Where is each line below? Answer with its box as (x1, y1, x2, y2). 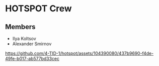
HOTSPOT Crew (5, 3, 72, 14)
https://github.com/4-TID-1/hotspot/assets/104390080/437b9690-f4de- (5, 50, 154, 56)
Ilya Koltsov (12, 35, 36, 41)
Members (5, 23, 36, 31)
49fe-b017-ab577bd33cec (5, 56, 60, 62)
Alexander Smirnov (12, 41, 52, 47)
